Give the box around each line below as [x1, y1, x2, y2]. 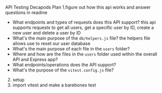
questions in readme [5, 9, 48, 15]
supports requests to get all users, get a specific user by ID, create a [12, 24, 154, 30]
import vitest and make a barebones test [12, 82, 96, 88]
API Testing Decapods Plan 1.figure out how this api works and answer [5, 4, 151, 10]
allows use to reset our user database [12, 40, 91, 46]
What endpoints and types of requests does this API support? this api [12, 19, 156, 25]
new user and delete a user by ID [12, 30, 81, 35]
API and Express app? [12, 56, 58, 62]
